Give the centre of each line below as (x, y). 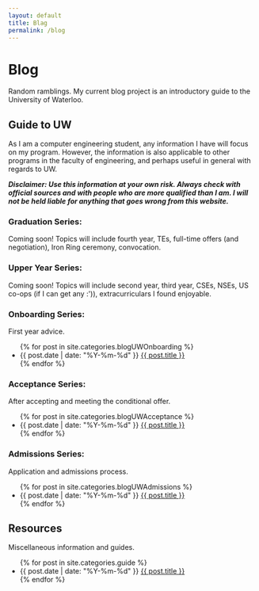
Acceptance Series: (47, 383)
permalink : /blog (37, 30)
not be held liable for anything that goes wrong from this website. (119, 201)
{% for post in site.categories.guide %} (84, 562)
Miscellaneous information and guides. (71, 547)
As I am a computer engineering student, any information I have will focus (128, 144)
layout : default (35, 15)
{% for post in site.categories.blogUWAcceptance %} (107, 417)
